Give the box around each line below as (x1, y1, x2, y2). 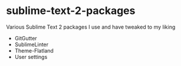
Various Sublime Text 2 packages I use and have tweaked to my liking (6, 23, 176, 30)
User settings (14, 53, 48, 60)
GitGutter (14, 34, 37, 41)
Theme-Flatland (14, 47, 54, 54)
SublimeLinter (14, 41, 49, 48)
